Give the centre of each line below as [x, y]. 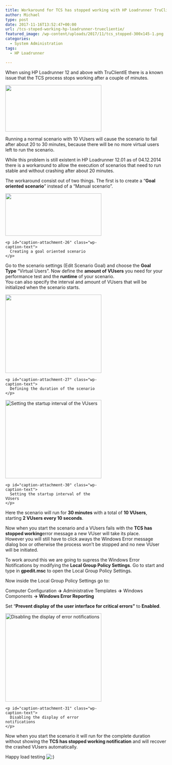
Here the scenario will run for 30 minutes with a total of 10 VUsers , [76, 513]
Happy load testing [25, 757]
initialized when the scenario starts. [43, 287]
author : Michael [23, 15]
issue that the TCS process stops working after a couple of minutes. [77, 78]
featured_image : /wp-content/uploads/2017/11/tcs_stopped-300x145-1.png [84, 34]
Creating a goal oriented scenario [48, 251]
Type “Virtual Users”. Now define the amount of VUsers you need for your [84, 271]
